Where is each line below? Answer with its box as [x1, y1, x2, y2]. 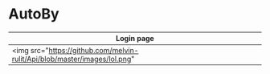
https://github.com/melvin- [48, 45, 139, 55]
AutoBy [8, 5, 59, 23]
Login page [116, 34, 154, 43]
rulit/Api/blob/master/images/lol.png [11, 54, 132, 64]
